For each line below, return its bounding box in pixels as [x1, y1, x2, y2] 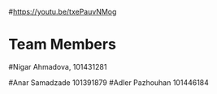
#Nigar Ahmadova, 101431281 [8, 62, 107, 71]
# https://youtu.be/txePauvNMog [8, 7, 117, 16]
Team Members [8, 36, 116, 53]
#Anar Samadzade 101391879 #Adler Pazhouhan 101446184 [8, 77, 210, 88]
